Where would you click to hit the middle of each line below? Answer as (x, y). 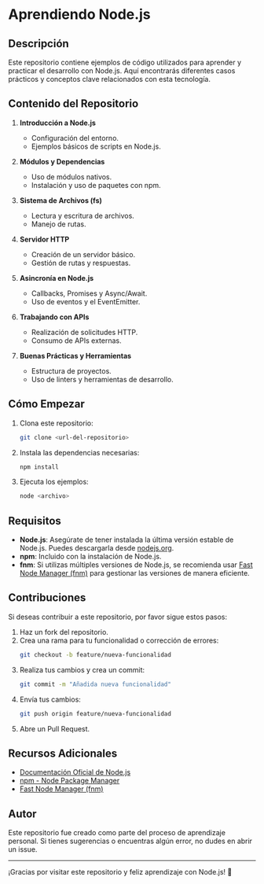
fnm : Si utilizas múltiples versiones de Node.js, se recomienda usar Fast (136, 565)
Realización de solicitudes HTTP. (84, 332)
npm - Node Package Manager (70, 781)
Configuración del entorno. (75, 138)
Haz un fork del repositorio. (64, 632)
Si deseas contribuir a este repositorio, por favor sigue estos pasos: (118, 617)
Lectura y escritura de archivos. (83, 215)
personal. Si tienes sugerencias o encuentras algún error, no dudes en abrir (130, 841)
